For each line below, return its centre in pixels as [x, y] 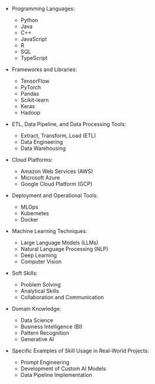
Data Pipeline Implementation [56, 375]
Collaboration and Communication [62, 297]
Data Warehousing [43, 148]
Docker [29, 220]
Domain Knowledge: [36, 309]
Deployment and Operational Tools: [55, 195]
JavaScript [34, 39]
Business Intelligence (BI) [51, 327]
